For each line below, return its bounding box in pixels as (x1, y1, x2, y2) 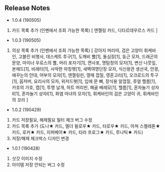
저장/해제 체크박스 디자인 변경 (11, 135, 70, 141)
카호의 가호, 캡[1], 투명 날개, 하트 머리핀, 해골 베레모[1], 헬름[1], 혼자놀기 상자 (11, 84, 159, 90)
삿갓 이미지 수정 (11, 155, 42, 161)
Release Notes (4, 4, 50, 12)
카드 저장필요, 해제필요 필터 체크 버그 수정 (11, 117, 92, 123)
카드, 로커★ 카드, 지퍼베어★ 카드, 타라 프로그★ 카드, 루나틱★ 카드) (11, 129, 144, 135)
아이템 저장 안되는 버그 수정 (11, 162, 65, 168)
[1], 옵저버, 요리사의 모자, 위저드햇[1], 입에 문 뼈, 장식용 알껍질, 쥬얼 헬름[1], (11, 78, 157, 84)
